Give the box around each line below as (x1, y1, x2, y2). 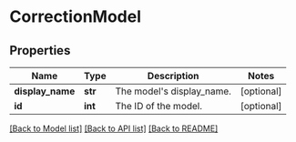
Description (147, 70, 199, 82)
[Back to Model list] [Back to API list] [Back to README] (9, 123, 219, 134)
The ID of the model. (115, 100, 203, 112)
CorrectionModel (9, 6, 141, 27)
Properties (9, 43, 71, 58)
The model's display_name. (115, 85, 232, 97)
